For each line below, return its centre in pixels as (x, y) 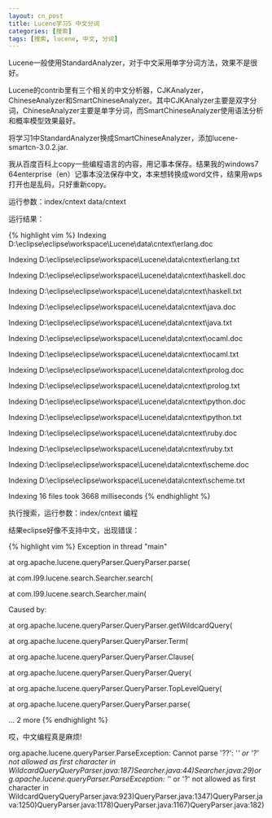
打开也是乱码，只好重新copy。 (60, 185)
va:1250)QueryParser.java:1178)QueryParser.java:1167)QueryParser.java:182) (136, 805)
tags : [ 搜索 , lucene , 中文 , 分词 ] (63, 39)
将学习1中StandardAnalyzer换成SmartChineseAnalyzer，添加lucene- (123, 138)
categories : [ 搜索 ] (40, 31)
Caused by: (28, 610)
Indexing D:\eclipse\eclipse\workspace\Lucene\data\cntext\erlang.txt (124, 260)
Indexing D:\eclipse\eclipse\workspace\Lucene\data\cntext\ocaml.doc (125, 339)
